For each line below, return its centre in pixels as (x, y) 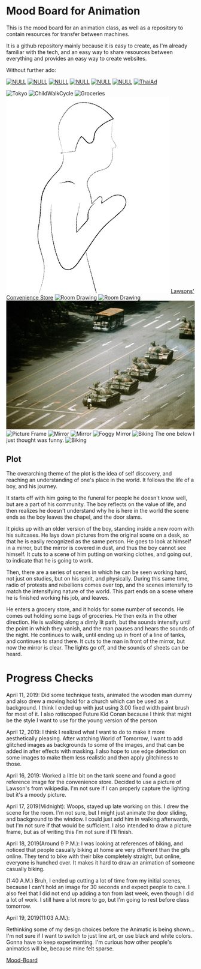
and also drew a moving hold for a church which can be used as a (87, 701)
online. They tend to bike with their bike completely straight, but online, (94, 856)
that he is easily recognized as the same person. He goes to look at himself (99, 542)
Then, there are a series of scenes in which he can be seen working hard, (97, 572)
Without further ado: (31, 70)
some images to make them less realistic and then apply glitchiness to (92, 758)
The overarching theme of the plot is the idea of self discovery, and (89, 474)
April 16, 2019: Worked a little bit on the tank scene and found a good (91, 776)
